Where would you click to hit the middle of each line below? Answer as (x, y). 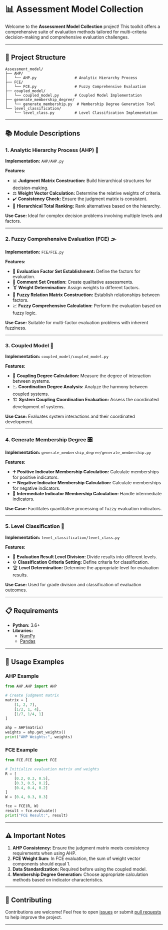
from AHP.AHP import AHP (31, 686)
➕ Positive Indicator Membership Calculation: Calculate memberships (85, 472)
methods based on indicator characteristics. (58, 879)
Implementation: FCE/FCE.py (34, 252)
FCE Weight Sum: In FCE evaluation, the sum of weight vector (76, 858)
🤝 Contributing (28, 900)
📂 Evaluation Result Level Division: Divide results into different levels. (85, 557)
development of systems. (38, 407)
